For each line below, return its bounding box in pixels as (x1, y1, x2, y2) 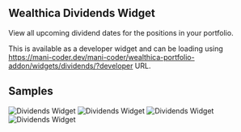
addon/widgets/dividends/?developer (8, 61, 133, 70)
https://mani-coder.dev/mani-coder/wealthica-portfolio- (8, 52, 196, 62)
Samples (8, 84, 54, 98)
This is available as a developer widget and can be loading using (8, 44, 224, 53)
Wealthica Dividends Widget (8, 6, 156, 20)
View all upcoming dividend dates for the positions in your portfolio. (8, 28, 234, 37)
